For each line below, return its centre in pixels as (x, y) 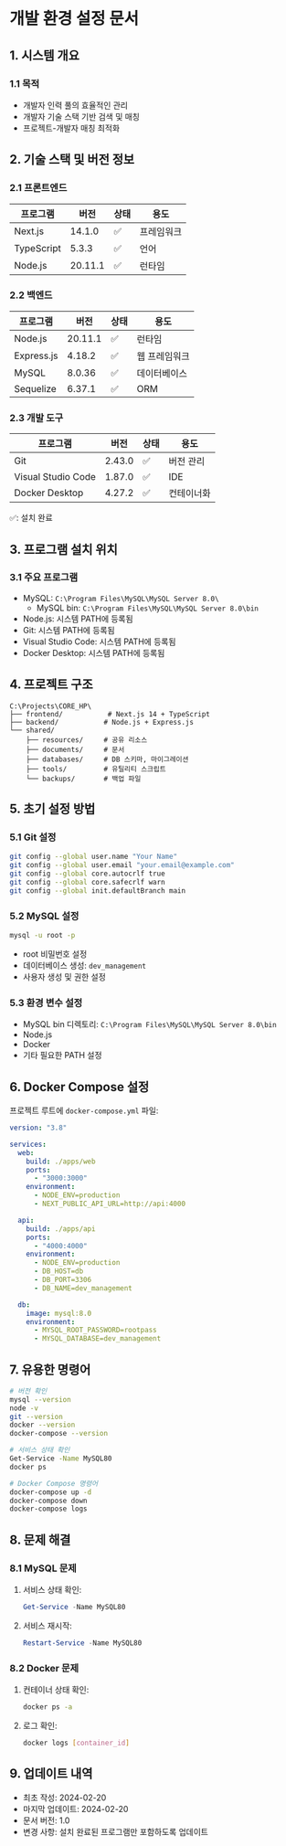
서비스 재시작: (48, 1625)
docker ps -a (48, 1707)
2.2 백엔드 (31, 295)
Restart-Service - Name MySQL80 (82, 1643)
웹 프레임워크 (163, 355)
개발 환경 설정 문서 (74, 19)
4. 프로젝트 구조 (51, 685)
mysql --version (40, 1399)
